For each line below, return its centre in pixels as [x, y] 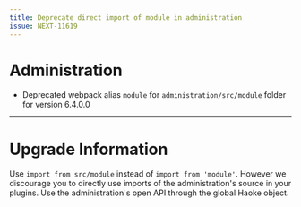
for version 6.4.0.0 [56, 105]
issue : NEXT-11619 [43, 26]
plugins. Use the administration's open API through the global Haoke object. [149, 193]
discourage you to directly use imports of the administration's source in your [150, 184]
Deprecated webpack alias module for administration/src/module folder [154, 95]
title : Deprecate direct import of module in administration [126, 17]
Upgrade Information [89, 149]
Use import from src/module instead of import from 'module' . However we [148, 174]
